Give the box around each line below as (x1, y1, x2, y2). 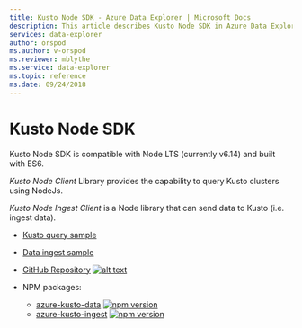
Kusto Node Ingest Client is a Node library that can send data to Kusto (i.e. (9, 202, 285, 213)
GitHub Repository (22, 264, 92, 275)
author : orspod (9, 38, 67, 48)
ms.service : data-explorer (9, 64, 111, 73)
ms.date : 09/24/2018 (9, 80, 87, 89)
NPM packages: (22, 281, 83, 292)
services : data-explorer (9, 30, 102, 39)
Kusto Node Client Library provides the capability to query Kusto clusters (9, 175, 280, 186)
